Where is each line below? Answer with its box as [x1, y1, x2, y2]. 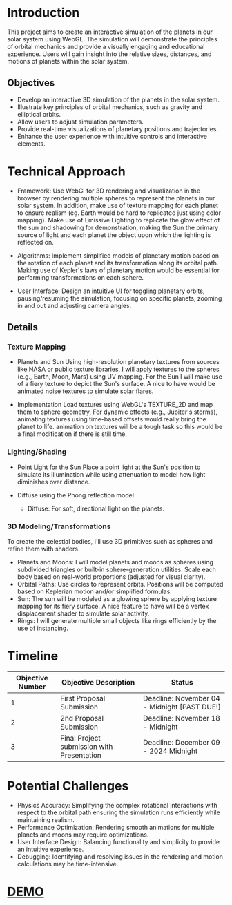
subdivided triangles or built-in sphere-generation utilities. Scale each [17, 565, 216, 573]
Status [171, 677, 193, 687]
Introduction [7, 5, 80, 21]
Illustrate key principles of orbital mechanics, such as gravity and [17, 102, 202, 111]
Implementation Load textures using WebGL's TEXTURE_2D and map [17, 401, 213, 409]
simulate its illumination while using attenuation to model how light [17, 470, 206, 478]
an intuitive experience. [17, 845, 84, 853]
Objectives [7, 77, 55, 89]
